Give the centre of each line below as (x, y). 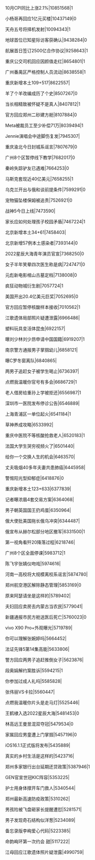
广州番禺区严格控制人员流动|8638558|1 (45, 72)
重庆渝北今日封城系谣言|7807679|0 (41, 147)
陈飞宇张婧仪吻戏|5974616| (33, 564)
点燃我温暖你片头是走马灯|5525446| (42, 703)
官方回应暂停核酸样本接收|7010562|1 (43, 307)
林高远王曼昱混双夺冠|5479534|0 (39, 724)
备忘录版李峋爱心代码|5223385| (38, 831)
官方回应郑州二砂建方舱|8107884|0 (41, 115)
